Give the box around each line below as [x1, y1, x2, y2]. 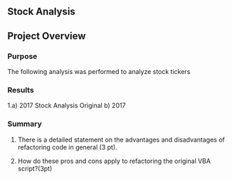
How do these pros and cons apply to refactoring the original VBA [17, 157, 211, 165]
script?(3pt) [17, 164, 53, 173]
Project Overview [7, 30, 86, 42]
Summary [7, 119, 43, 129]
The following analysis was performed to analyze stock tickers [7, 68, 191, 76]
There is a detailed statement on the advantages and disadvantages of [17, 135, 226, 144]
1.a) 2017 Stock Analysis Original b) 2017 [7, 101, 126, 110]
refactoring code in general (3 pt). [17, 142, 117, 152]
